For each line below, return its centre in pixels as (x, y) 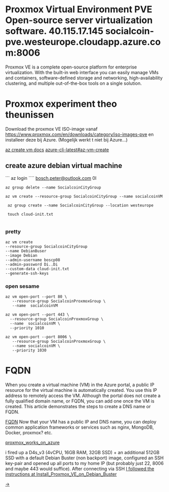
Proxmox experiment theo (61, 104)
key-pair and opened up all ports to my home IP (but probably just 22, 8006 (84, 463)
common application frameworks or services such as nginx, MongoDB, (80, 427)
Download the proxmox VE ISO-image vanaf (51, 129)
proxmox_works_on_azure (33, 442)
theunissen (30, 115)
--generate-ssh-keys (27, 273)
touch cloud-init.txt (30, 214)
